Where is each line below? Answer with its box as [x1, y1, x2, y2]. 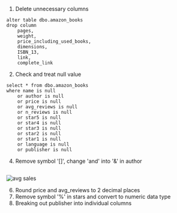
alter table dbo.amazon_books [6, 17, 84, 23]
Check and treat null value [15, 70, 81, 78]
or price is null [17, 99, 62, 105]
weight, [17, 33, 37, 39]
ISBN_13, [17, 49, 40, 55]
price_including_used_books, [17, 39, 92, 45]
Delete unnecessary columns [15, 6, 89, 12]
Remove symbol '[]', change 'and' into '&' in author [15, 157, 142, 165]
